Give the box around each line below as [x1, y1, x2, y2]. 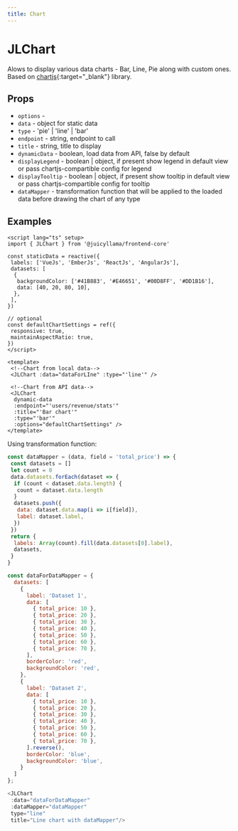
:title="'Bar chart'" [13, 408, 78, 416]
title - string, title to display [17, 142, 102, 150]
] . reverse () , [26, 744, 65, 751]
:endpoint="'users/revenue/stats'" [13, 403, 119, 410]
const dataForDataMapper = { [7, 572, 94, 580]
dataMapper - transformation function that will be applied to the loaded [17, 187, 222, 196]
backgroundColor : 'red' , [26, 665, 100, 672]
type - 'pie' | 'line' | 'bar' [17, 127, 89, 135]
